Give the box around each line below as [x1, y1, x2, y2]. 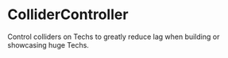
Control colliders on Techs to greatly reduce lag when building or [7, 32, 220, 41]
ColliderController [7, 6, 129, 24]
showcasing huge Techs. [7, 40, 89, 49]
